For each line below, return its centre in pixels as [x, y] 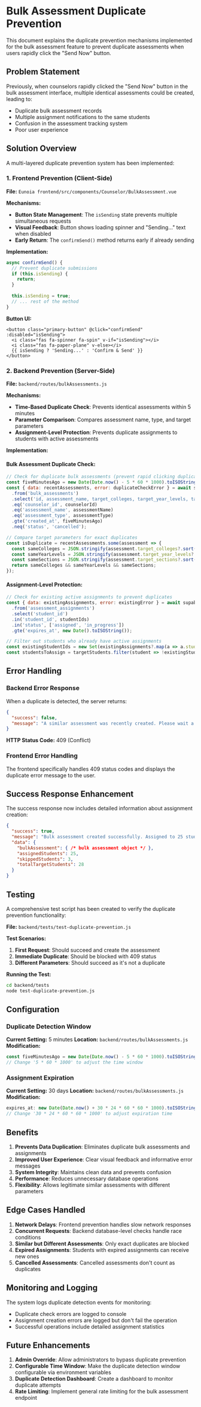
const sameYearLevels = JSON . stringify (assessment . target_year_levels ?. [104, 554]
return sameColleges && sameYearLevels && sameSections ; [84, 566]
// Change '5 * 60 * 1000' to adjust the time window [75, 1063]
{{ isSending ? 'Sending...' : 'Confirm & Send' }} [77, 350]
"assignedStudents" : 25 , [48, 853]
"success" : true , [33, 831]
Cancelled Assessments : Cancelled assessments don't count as [95, 1262]
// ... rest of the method [45, 301]
